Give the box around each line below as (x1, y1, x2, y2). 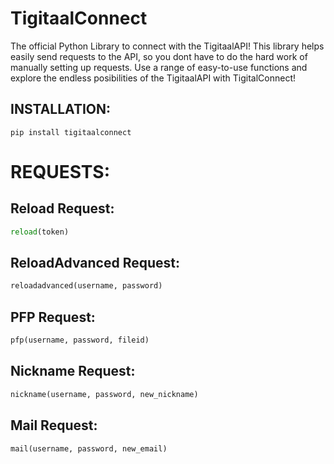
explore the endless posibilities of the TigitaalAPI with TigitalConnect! (10, 72, 296, 84)
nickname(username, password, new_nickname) (10, 389, 199, 399)
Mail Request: (10, 417, 98, 434)
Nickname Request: (10, 363, 136, 380)
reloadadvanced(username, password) (10, 281, 163, 291)
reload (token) (10, 227, 70, 237)
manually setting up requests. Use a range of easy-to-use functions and (10, 61, 308, 73)
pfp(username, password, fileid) (10, 335, 150, 346)
